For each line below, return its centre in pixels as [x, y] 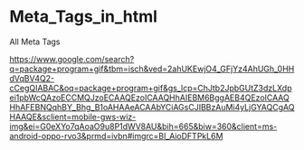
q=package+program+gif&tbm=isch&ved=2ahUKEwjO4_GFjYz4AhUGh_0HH [152, 69]
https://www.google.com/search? [72, 59]
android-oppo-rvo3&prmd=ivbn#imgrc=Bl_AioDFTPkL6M [116, 136]
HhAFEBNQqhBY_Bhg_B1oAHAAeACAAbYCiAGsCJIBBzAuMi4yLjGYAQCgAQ [152, 107]
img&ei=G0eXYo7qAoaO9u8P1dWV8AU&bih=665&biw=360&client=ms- [143, 126]
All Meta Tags [35, 42]
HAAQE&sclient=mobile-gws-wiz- [73, 117]
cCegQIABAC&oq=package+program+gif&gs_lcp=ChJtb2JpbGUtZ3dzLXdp [151, 88]
